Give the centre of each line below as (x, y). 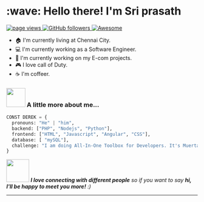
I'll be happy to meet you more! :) (49, 187)
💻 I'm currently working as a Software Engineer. (76, 49)
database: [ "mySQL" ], (40, 140)
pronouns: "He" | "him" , (43, 123)
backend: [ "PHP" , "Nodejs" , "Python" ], (62, 129)
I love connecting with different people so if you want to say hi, (111, 180)
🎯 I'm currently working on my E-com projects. (73, 58)
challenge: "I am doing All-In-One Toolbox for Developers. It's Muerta (106, 146)
